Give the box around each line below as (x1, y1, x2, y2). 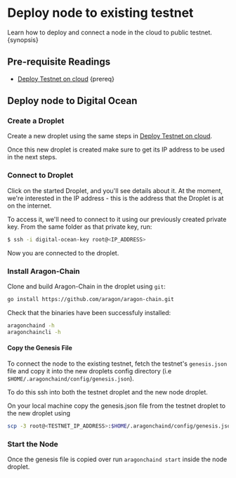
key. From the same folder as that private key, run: (7, 223, 152, 231)
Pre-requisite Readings (7, 56, 111, 68)
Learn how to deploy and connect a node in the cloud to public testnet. (7, 28, 213, 36)
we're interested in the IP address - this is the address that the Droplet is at (7, 194, 224, 202)
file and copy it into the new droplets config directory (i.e (7, 366, 172, 375)
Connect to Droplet (7, 171, 74, 180)
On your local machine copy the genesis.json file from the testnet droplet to (7, 401, 226, 410)
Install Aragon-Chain (7, 266, 81, 276)
